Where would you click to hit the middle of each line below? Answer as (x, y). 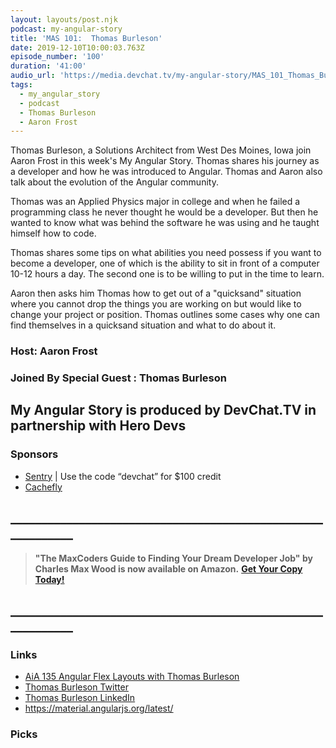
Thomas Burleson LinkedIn (80, 698)
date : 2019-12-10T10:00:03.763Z (77, 47)
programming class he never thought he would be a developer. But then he (164, 212)
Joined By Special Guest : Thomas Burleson (118, 378)
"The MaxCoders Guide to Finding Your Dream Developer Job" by (173, 558)
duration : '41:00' (48, 66)
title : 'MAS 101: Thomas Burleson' (86, 38)
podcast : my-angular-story (66, 29)
